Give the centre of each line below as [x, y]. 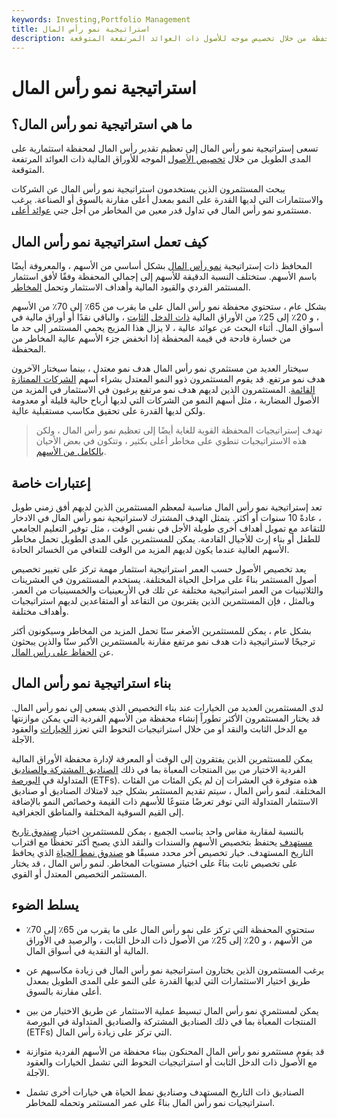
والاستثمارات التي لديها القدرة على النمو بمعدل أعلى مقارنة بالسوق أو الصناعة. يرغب [167, 200]
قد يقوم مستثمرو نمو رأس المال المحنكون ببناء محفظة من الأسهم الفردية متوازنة [175, 1051]
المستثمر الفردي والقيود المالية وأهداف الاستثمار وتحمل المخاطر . [131, 287]
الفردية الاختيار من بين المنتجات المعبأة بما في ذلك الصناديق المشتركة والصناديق [158, 769]
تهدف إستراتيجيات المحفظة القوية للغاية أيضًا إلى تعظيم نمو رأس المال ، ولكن [179, 430]
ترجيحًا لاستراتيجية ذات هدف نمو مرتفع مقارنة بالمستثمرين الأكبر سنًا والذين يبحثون [163, 641]
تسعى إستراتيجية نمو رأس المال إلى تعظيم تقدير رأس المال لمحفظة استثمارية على [165, 148]
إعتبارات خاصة [51, 482]
